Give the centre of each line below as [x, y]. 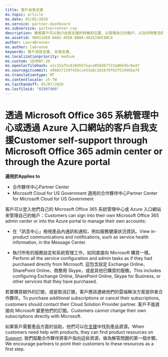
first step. [15, 349]
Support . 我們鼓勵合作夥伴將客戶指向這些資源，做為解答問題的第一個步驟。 [82, 338]
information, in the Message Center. [49, 242]
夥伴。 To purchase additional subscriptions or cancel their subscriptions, [85, 298]
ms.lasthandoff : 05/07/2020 [34, 84]
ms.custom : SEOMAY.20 [28, 61]
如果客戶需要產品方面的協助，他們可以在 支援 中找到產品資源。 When [75, 326]
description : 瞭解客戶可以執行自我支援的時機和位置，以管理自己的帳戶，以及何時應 [81, 33]
